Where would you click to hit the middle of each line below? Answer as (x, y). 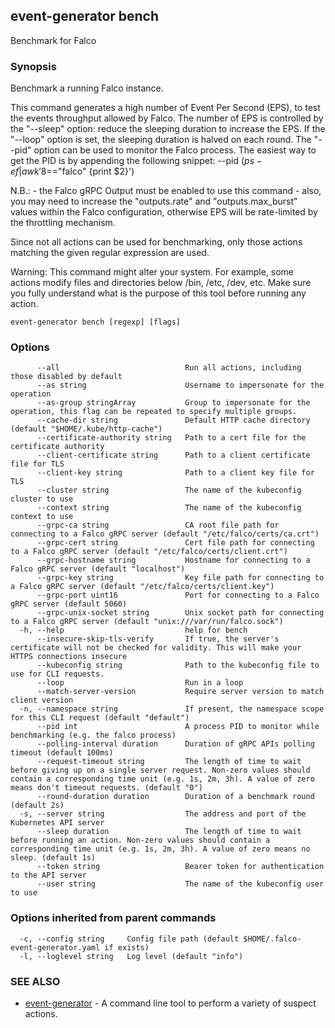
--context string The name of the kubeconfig (169, 508)
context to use (42, 517)
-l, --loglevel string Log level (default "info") (131, 956)
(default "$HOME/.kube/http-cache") (86, 429)
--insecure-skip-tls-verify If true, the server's (158, 639)
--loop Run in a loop (140, 683)
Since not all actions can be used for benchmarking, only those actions (156, 242)
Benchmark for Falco (53, 40)
